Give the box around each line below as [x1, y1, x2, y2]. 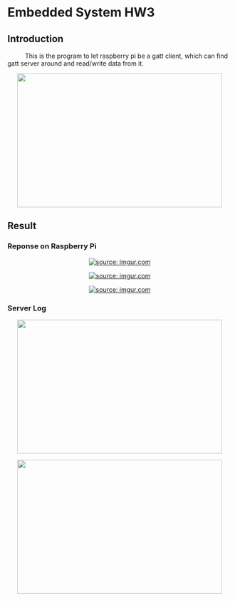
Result [7, 220, 37, 232]
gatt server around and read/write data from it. [7, 59, 144, 68]
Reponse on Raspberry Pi [7, 241, 97, 251]
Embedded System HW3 [7, 4, 155, 21]
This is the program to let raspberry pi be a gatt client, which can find [24, 51, 229, 60]
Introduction [7, 33, 64, 45]
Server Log [7, 303, 46, 313]
